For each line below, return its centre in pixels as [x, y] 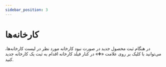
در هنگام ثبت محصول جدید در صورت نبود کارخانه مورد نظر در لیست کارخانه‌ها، [78, 48]
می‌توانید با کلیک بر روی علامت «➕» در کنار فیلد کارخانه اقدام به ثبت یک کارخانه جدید [83, 53]
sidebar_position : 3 [27, 10]
